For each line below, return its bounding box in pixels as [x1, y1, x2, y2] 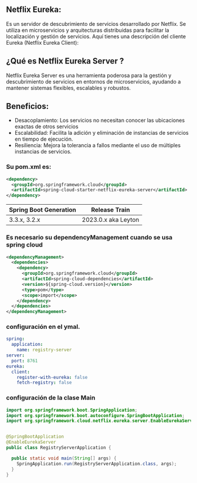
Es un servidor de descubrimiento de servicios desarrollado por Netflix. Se [6, 20, 186, 27]
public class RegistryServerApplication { [6, 445, 111, 451]
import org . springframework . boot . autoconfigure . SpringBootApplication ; [6, 412, 185, 418]
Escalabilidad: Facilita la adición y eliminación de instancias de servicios [14, 129, 189, 136]
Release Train [90, 206, 130, 214]
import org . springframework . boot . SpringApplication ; [6, 407, 138, 413]
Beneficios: [6, 101, 49, 111]
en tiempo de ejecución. [14, 135, 73, 143]
